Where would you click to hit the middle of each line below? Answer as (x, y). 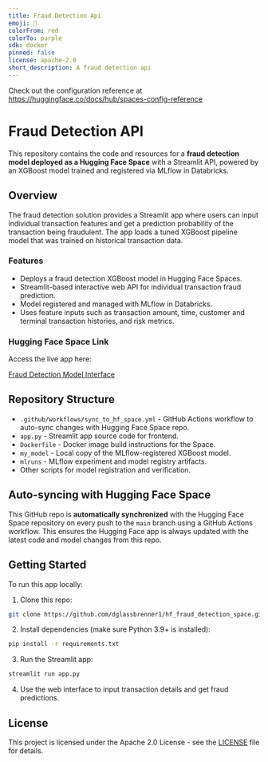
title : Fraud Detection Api (55, 16)
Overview (33, 195)
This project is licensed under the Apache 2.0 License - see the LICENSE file (134, 742)
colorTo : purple (35, 38)
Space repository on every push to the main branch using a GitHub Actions (131, 523)
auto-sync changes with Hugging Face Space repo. (104, 427)
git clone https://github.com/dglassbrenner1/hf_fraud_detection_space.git (137, 614)
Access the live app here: (50, 359)
